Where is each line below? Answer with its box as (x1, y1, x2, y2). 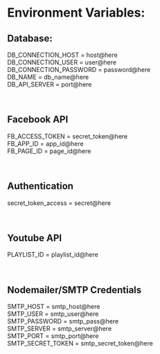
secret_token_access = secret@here (7, 199, 112, 207)
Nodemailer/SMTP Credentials (7, 284, 142, 296)
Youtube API (7, 232, 62, 244)
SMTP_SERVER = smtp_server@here (7, 324, 112, 333)
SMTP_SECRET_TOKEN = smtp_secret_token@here (7, 339, 154, 348)
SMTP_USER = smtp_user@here (7, 310, 99, 318)
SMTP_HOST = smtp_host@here (7, 303, 100, 311)
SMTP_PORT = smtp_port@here (7, 332, 99, 340)
